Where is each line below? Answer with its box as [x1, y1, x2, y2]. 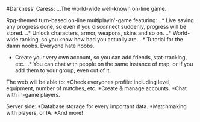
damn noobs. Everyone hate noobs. [6, 42, 95, 49]
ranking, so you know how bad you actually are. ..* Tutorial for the [19, 36, 184, 43]
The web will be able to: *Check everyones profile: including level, [6, 78, 172, 85]
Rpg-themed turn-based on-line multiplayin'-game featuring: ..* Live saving [6, 17, 194, 23]
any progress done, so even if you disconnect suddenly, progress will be [6, 23, 187, 30]
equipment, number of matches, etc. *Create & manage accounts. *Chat [6, 85, 187, 92]
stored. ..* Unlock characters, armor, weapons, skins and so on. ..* [6, 29, 172, 37]
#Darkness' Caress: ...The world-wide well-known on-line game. [6, 5, 167, 12]
